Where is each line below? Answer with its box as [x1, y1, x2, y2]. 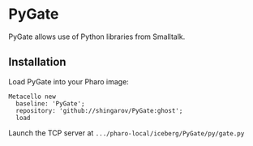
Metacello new [8, 92, 57, 101]
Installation [8, 55, 66, 69]
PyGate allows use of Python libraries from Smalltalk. [8, 32, 186, 41]
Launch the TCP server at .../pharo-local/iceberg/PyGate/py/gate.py [8, 127, 245, 138]
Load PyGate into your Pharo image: [8, 76, 130, 86]
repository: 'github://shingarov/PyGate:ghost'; [15, 106, 183, 114]
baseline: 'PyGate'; [15, 99, 85, 108]
